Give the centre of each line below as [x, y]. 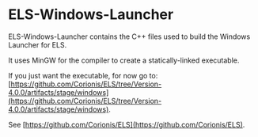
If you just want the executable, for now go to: [83, 75]
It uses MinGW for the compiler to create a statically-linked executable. [124, 60]
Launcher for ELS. [38, 44]
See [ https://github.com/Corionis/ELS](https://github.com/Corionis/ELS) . [127, 124]
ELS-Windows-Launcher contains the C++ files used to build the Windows [129, 36]
